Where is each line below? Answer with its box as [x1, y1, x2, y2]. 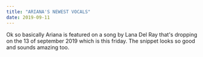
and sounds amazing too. [6, 43, 70, 51]
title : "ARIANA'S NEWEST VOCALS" [6, 8, 91, 15]
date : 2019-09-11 [6, 14, 50, 20]
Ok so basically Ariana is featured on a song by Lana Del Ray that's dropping [6, 31, 198, 38]
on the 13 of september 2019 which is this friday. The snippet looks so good [6, 37, 196, 44]
